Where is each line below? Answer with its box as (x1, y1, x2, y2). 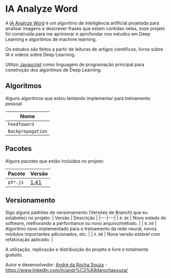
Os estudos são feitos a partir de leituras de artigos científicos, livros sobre (5, 46, 163, 52)
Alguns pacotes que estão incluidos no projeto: (5, 158, 105, 164)
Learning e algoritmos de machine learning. (5, 36, 97, 42)
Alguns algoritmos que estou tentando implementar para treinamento (5, 95, 151, 101)
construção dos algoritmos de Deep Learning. (5, 67, 102, 73)
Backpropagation (8, 128, 47, 134)
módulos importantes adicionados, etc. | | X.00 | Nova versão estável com (5, 231, 160, 237)
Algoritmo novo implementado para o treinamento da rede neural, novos (5, 225, 157, 232)
